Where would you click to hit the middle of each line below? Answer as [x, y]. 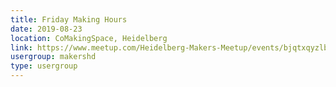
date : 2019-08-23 [46, 29]
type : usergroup [44, 66]
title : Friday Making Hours [69, 19]
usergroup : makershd [53, 57]
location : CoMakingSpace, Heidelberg [89, 38]
